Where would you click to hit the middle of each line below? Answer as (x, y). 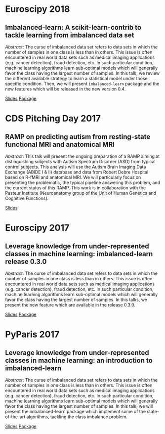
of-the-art (15, 417)
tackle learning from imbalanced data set (70, 35)
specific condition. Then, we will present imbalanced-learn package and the (82, 84)
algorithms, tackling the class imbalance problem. (77, 417)
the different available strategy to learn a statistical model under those (76, 78)
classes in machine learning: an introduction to (79, 360)
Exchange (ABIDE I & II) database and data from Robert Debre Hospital (77, 172)
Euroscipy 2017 (37, 228)
